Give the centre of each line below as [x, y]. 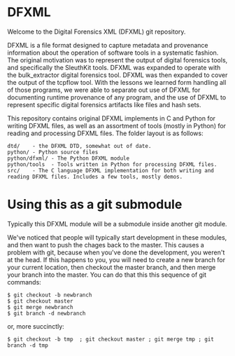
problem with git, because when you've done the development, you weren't [116, 252]
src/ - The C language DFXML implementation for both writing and [111, 170]
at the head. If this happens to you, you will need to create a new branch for [116, 259]
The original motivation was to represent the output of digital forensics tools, [117, 60]
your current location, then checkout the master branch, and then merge [112, 267]
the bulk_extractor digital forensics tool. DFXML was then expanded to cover [117, 75]
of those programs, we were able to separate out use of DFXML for [104, 90]
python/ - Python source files [53, 152]
